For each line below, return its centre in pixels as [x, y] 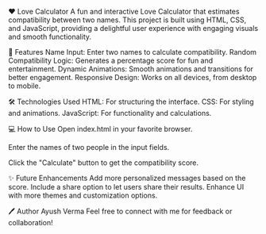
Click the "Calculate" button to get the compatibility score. [104, 163]
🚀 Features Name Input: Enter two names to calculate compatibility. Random [132, 52]
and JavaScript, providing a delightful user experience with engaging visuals [133, 28]
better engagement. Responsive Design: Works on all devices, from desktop [133, 77]
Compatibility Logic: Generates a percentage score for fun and [111, 60]
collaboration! [31, 222]
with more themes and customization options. [83, 195]
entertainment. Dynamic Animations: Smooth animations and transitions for [131, 69]
